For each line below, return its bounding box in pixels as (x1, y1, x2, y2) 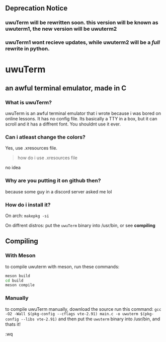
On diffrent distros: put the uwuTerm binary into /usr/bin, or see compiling (5, 223, 156, 228)
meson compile (5, 283, 35, 288)
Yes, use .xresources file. (5, 145, 58, 151)
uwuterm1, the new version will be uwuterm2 (5, 25, 117, 32)
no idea (5, 165, 21, 171)
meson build (5, 273, 30, 279)
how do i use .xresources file (17, 155, 78, 161)
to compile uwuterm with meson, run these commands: (5, 263, 120, 269)
